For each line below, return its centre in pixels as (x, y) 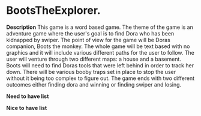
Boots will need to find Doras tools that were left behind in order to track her (100, 65)
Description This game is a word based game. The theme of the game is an (100, 27)
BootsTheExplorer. (53, 11)
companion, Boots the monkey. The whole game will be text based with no (98, 46)
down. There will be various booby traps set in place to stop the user (91, 72)
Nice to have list (27, 108)
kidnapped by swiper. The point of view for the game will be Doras (88, 40)
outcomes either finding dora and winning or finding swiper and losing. (94, 84)
